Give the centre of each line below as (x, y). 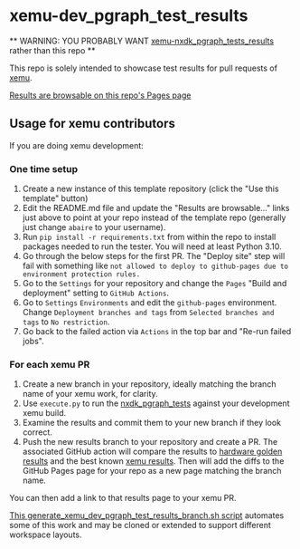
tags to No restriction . (66, 322)
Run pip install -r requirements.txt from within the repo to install (149, 237)
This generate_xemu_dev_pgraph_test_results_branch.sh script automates (147, 515)
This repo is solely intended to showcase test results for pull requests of (144, 68)
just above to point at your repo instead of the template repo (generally (154, 217)
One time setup (44, 169)
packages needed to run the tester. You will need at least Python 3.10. (152, 246)
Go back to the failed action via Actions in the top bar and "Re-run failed (157, 332)
